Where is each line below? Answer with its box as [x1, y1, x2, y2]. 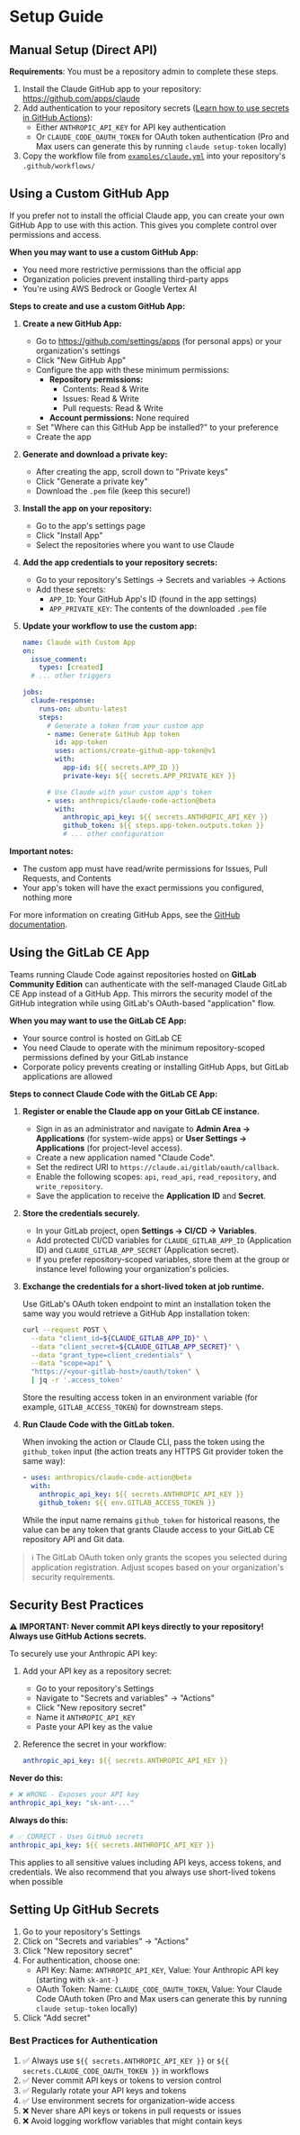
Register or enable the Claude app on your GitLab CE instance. [22, 1105, 260, 1116]
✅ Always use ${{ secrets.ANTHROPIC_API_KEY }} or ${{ [22, 2055, 229, 2066]
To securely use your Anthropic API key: [9, 1649, 158, 1659]
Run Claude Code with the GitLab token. [22, 1419, 175, 1430]
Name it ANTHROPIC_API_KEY [35, 1712, 136, 1722]
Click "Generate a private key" [35, 476, 148, 486]
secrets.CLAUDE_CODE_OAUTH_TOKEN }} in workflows [22, 2065, 209, 2076]
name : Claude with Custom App [22, 638, 137, 647]
